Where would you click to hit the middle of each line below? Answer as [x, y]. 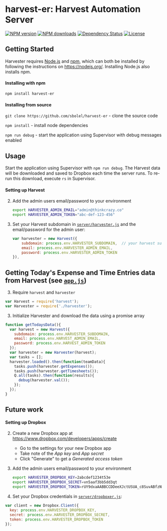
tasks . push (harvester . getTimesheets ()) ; [56, 371]
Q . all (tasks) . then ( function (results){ [54, 376]
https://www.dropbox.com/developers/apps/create [64, 438]
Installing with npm [25, 83]
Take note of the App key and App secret [62, 453]
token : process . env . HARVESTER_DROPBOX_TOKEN [56, 519]
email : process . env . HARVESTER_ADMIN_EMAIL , [67, 248]
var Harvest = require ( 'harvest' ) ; [42, 302]
